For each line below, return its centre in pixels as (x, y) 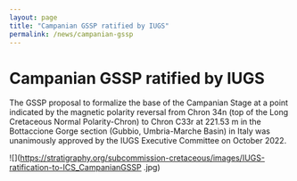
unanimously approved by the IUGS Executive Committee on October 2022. (148, 141)
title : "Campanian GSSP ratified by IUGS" (89, 26)
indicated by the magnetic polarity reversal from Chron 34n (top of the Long (149, 112)
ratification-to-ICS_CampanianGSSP (75, 168)
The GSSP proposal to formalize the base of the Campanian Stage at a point (148, 103)
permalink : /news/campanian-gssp (71, 34)
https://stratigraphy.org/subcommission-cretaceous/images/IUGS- (143, 158)
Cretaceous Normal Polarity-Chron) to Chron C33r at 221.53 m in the (135, 122)
